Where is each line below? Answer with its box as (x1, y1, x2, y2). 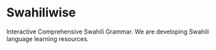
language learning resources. (6, 34, 90, 42)
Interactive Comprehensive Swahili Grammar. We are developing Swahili (6, 27, 209, 36)
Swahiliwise (6, 5, 77, 21)
